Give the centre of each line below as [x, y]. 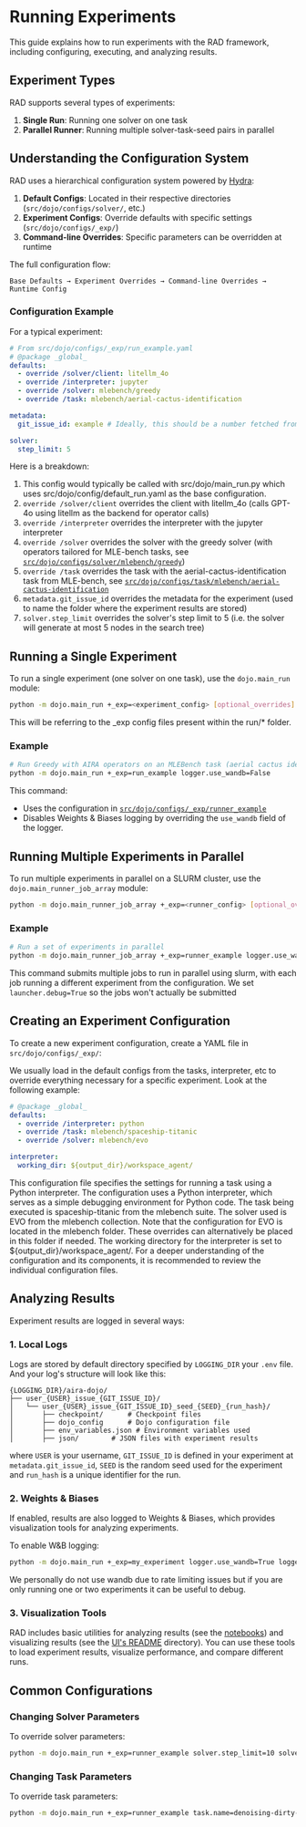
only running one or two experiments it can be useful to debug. [127, 1590]
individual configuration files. [64, 1270]
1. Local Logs [39, 1344]
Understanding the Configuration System [129, 158]
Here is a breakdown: [49, 466]
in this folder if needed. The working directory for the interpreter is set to [146, 1240]
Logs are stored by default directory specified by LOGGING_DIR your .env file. [152, 1364]
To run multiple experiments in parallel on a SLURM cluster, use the [135, 878]
